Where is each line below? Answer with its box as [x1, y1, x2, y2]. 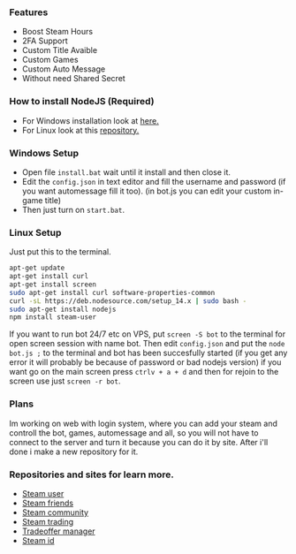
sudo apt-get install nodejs [9, 305, 117, 314]
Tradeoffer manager [21, 526, 95, 536]
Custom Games [21, 55, 79, 65]
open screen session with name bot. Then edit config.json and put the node [9, 338, 285, 349]
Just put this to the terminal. [9, 247, 112, 257]
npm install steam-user [9, 313, 97, 322]
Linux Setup [9, 226, 62, 239]
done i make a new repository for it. [9, 446, 139, 457]
